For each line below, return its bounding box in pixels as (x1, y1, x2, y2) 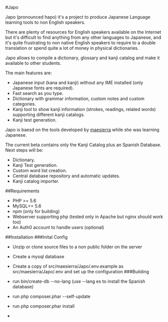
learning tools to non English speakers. (5, 20, 86, 25)
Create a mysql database (12, 254, 64, 259)
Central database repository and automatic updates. (12, 173, 120, 179)
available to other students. (5, 60, 62, 66)
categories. (12, 101, 36, 107)
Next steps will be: (5, 147, 44, 153)
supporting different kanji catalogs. (12, 112, 85, 118)
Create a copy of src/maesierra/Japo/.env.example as (12, 263, 124, 269)
